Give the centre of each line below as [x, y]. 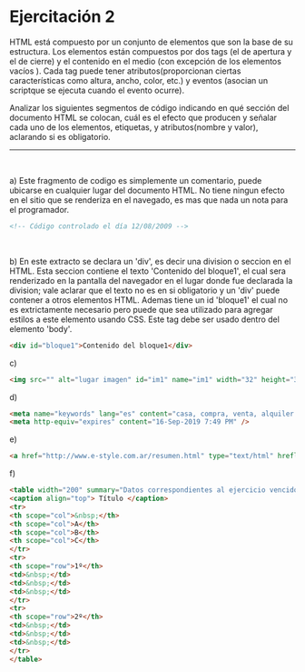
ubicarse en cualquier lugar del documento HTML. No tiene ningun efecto [147, 190]
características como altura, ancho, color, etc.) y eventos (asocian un [139, 80]
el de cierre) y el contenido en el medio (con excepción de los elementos [145, 61]
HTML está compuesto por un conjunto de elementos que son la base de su [151, 42]
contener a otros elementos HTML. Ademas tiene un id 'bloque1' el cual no [149, 300]
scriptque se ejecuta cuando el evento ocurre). [97, 90]
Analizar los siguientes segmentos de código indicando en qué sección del [149, 107]
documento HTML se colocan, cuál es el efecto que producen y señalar [143, 117]
